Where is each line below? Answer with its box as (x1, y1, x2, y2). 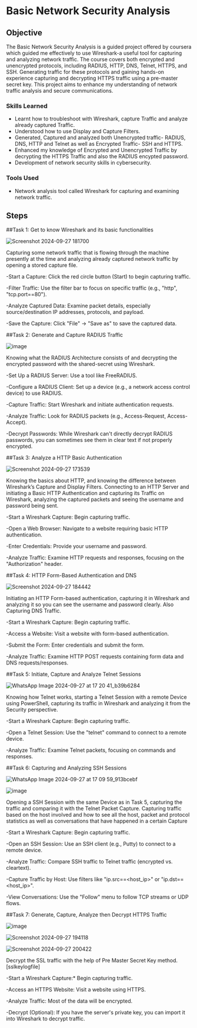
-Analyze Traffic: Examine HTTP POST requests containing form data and (6, 653, 184, 660)
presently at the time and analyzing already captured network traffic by (6, 256, 178, 263)
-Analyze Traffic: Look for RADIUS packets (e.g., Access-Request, (6, 412, 166, 420)
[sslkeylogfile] (6, 963, 40, 970)
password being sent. (6, 502, 59, 509)
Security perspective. (6, 706, 58, 713)
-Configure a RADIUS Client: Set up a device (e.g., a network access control (6, 384, 190, 391)
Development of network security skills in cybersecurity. (14, 159, 152, 166)
